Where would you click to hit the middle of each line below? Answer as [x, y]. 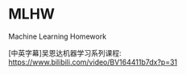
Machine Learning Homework [58, 36]
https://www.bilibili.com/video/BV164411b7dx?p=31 [93, 62]
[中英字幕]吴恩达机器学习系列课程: [65, 52]
